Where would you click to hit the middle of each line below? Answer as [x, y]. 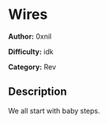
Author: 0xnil [30, 36]
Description [37, 92]
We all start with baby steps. [54, 110]
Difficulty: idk [31, 51]
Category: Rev [32, 67]
